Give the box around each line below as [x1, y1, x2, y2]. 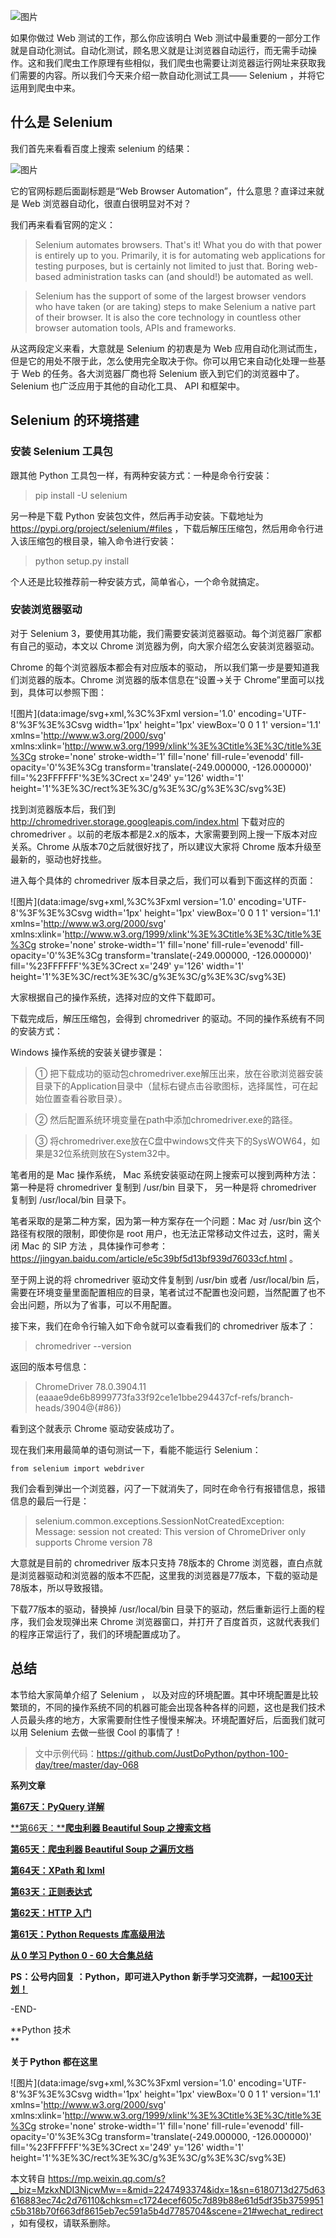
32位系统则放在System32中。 [52, 1147, 176, 1159]
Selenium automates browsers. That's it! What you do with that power [34, 238, 323, 250]
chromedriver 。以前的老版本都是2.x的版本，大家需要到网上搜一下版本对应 [10, 828, 318, 840]
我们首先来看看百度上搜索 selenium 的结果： [10, 142, 193, 154]
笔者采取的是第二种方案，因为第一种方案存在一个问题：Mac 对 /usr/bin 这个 [10, 1215, 322, 1227]
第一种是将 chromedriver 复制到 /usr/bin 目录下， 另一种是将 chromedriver [10, 1181, 317, 1193]
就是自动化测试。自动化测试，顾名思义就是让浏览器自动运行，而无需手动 [10, 45, 308, 56]
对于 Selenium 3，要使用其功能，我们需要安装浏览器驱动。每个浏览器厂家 [10, 627, 313, 639]
